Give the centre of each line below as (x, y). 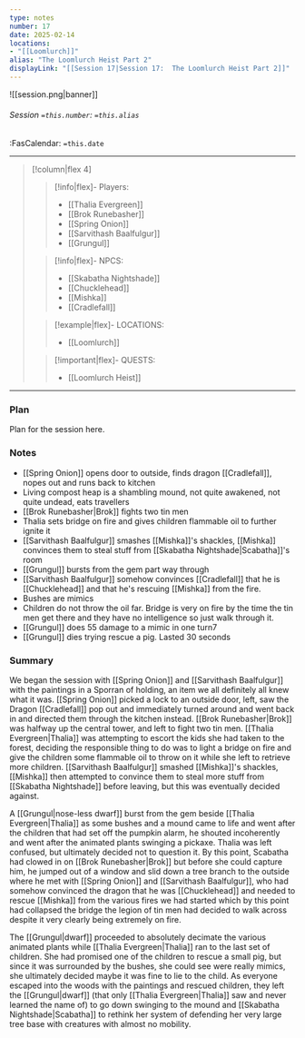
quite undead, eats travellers (76, 501)
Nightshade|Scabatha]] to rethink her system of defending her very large (146, 1014)
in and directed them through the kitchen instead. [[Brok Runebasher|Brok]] (151, 718)
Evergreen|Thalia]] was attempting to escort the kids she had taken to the (147, 737)
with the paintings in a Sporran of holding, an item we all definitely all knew (149, 689)
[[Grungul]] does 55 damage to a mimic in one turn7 (120, 627)
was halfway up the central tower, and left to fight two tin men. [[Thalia (142, 728)
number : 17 (30, 26)
